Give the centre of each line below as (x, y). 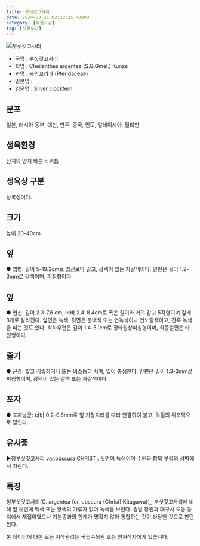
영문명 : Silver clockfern (44, 89)
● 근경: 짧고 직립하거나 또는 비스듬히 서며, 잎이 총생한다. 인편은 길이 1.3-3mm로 (99, 371)
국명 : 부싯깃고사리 (36, 59)
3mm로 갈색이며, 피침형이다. (39, 277)
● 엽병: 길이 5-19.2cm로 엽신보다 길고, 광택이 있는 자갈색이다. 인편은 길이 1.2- (98, 269)
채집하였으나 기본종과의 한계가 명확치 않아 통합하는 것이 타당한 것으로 (102, 517)
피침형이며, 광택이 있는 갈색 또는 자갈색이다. (57, 378)
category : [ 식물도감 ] (30, 23)
